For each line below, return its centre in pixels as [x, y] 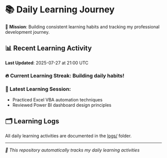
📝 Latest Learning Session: [38, 89]
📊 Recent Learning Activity [48, 48]
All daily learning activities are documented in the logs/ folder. [68, 136]
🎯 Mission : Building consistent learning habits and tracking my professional [83, 27]
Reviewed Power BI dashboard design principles [62, 105]
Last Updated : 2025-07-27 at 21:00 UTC [47, 63]
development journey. [27, 32]
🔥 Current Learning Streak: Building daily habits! [65, 76]
